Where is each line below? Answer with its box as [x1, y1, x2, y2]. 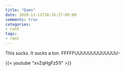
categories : [5, 21, 31, 27]
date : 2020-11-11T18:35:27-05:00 [5, 12, 77, 17]
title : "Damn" [5, 7, 36, 13]
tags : [5, 31, 17, 36]
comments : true [5, 17, 38, 22]
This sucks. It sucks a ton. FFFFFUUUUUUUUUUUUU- [5, 50, 120, 56]
